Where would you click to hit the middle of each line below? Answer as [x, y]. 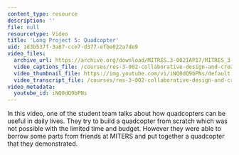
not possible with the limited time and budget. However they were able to [115, 129]
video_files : [27, 54]
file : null [23, 27]
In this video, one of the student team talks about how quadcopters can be [117, 114]
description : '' [31, 21]
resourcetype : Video [38, 34]
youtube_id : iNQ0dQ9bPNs [51, 93]
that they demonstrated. [43, 144]
